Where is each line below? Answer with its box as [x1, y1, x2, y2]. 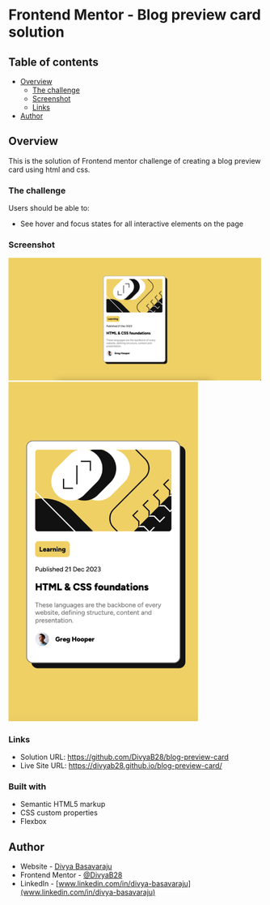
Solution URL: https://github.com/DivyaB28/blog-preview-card [19, 752, 229, 762]
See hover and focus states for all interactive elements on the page [19, 219, 244, 228]
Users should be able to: [8, 203, 91, 213]
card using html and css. [8, 164, 91, 174]
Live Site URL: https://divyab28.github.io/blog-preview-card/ [19, 760, 222, 771]
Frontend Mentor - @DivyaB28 [19, 870, 123, 880]
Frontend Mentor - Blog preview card [8, 6, 261, 24]
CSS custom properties [19, 808, 99, 817]
